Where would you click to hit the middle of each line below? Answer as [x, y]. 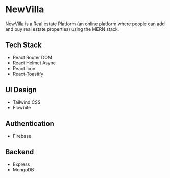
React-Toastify [28, 74]
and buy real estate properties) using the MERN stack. [62, 29]
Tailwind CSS [27, 102]
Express [21, 164]
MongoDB [23, 170]
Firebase [22, 136]
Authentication [30, 124]
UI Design [21, 90]
